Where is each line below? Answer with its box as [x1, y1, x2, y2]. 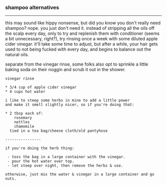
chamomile [14, 124, 35, 129]
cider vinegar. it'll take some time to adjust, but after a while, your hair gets [5, 41, 158, 47]
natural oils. [5, 52, 29, 58]
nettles [14, 120, 30, 125]
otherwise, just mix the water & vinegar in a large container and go [5, 172, 155, 177]
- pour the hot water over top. [7, 159, 75, 164]
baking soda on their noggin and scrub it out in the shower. [5, 67, 126, 73]
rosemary [14, 115, 32, 120]
